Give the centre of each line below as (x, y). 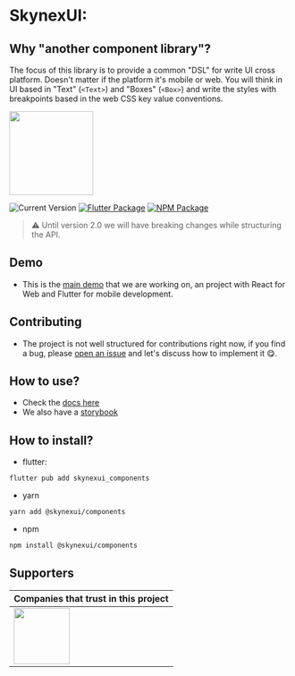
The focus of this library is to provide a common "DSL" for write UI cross (142, 70)
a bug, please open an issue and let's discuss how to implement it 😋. (150, 353)
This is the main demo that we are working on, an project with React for (154, 284)
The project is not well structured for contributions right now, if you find (154, 343)
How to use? (45, 381)
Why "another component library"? (110, 49)
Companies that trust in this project (91, 598)
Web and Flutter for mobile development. (97, 294)
